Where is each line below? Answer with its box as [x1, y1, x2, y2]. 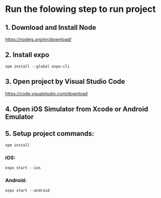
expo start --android [5, 188, 50, 193]
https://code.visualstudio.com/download [5, 90, 88, 96]
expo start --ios [5, 165, 41, 171]
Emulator [5, 113, 34, 121]
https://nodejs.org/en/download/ [5, 36, 72, 42]
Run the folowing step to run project [5, 3, 156, 15]
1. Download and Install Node [5, 23, 97, 32]
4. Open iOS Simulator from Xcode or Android [5, 105, 149, 114]
